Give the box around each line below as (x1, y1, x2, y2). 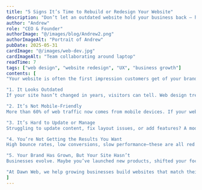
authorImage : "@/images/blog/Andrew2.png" (6, 31, 114, 37)
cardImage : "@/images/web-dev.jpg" (6, 48, 96, 54)
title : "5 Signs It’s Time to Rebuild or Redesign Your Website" (6, 8, 173, 15)
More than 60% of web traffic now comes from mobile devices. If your (6, 109, 187, 115)
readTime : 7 (6, 59, 36, 65)
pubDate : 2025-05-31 (6, 43, 58, 49)
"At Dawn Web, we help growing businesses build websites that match (6, 169, 185, 175)
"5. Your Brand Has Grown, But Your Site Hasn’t (6, 153, 130, 159)
